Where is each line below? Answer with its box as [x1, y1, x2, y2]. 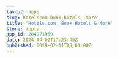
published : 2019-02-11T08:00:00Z [6, 43, 92, 49]
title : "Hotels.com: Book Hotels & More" [6, 20, 114, 26]
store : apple [6, 25, 40, 32]
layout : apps [6, 8, 40, 15]
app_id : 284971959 [6, 31, 53, 37]
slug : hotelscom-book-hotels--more [6, 14, 97, 21]
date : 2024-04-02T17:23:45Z [6, 37, 78, 43]
